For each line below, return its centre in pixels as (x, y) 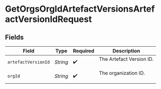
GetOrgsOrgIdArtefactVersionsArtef (80, 9)
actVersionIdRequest (48, 19)
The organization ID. (122, 73)
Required (83, 51)
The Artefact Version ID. (126, 59)
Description (126, 51)
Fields (15, 37)
